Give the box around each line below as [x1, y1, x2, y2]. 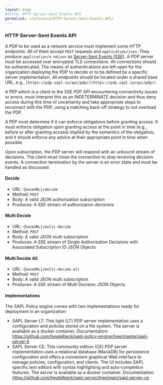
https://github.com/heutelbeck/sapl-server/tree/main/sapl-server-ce [12, 375, 149, 381]
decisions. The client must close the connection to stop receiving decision [5, 154, 154, 160]
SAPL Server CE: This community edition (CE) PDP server [12, 344, 128, 350]
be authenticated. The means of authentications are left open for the [5, 64, 142, 69]
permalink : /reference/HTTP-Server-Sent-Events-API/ [5, 16, 114, 21]
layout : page [5, 7, 32, 12]
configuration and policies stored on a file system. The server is [12, 323, 140, 329]
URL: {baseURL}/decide [12, 186, 58, 192]
